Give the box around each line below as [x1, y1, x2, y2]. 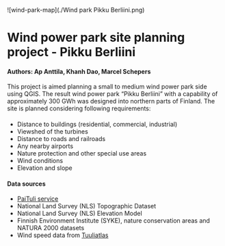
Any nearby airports [16, 142, 74, 150]
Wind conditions [16, 156, 64, 164]
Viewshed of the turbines [16, 127, 89, 136]
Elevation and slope [16, 164, 73, 172]
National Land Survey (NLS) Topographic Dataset [16, 202, 157, 210]
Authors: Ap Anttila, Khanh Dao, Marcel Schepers [7, 67, 151, 75]
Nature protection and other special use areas [16, 149, 147, 157]
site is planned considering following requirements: [7, 104, 151, 112]
